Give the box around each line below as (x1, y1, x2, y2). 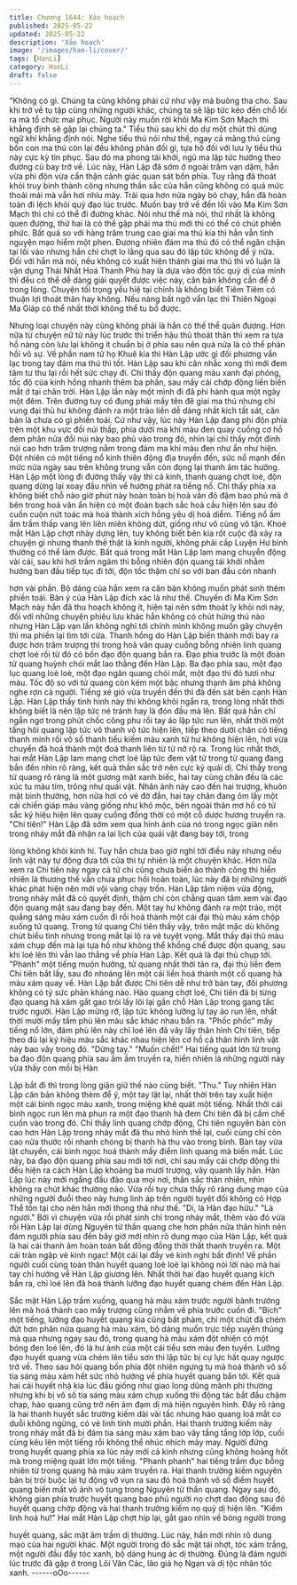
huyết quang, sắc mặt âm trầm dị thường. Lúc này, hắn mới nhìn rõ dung (9, 1529, 272, 1540)
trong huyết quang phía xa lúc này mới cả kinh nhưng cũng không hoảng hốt (9, 1446, 288, 1457)
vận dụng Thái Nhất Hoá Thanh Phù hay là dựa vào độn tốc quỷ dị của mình (9, 265, 285, 275)
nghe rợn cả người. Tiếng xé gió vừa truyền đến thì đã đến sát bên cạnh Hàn (9, 686, 288, 697)
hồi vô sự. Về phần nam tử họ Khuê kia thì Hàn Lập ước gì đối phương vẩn (9, 348, 277, 359)
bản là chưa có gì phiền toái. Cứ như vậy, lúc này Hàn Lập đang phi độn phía (9, 414, 288, 425)
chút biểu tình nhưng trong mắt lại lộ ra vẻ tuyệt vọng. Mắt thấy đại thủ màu (9, 930, 284, 941)
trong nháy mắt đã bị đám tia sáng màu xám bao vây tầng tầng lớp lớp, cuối (9, 1427, 285, 1438)
